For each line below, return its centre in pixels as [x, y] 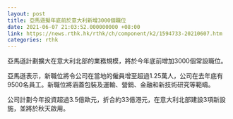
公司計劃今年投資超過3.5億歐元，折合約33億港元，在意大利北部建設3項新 [114, 100]
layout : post [26, 14]
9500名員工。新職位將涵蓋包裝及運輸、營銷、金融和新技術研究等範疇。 [111, 84]
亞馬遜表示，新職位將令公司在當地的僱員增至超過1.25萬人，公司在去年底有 [115, 76]
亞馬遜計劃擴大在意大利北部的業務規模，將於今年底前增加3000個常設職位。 [117, 61]
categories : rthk [33, 40]
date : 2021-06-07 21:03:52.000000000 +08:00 [74, 27]
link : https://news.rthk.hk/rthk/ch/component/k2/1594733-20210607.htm [115, 33]
